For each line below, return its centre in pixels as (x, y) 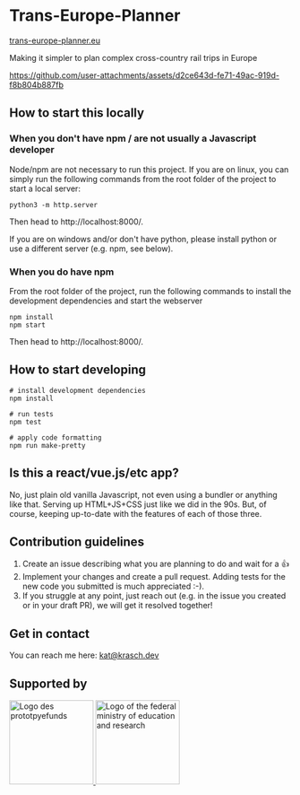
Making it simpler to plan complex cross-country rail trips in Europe (133, 57)
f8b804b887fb (37, 84)
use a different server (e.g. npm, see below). (91, 249)
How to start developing (77, 370)
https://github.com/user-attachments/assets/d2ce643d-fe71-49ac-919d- (145, 75)
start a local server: (45, 188)
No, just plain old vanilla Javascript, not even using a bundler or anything (143, 494)
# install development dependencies (77, 390)
